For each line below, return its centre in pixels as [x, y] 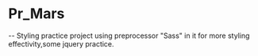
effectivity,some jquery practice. [61, 43]
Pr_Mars [37, 14]
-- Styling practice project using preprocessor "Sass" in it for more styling [129, 35]
